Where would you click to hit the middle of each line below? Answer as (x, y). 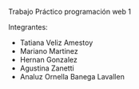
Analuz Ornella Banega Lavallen (72, 77)
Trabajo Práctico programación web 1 (70, 12)
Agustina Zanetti (47, 68)
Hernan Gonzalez (48, 60)
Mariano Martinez (49, 51)
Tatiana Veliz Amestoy (56, 42)
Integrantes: (28, 27)
